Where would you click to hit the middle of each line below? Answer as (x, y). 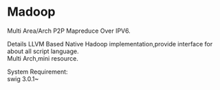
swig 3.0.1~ (23, 78)
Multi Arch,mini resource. (43, 58)
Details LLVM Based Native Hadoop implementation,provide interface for (110, 44)
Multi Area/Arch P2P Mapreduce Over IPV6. (69, 31)
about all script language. (43, 51)
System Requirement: (37, 72)
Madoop (31, 12)
